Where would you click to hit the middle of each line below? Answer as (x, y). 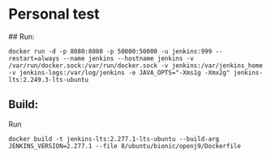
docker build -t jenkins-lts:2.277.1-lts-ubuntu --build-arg (114, 139)
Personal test (54, 14)
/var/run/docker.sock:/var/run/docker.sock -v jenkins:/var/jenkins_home (136, 66)
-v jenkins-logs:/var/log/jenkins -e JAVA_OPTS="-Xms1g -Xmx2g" (119, 73)
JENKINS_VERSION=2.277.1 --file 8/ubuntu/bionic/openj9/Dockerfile (125, 146)
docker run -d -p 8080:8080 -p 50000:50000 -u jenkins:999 (110, 51)
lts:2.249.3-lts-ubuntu (49, 79)
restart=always (34, 58)
